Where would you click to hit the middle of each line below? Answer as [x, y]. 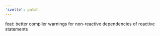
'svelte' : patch [22, 10]
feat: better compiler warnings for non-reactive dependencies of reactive [80, 24]
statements [17, 29]
